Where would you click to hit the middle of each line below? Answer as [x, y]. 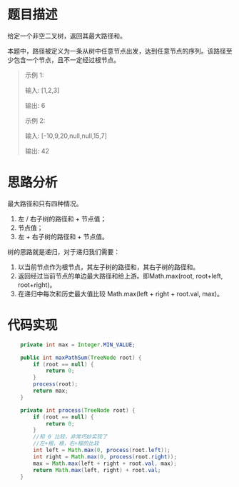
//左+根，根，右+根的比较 [66, 443]
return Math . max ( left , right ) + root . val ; [97, 470]
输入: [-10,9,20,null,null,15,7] [66, 136]
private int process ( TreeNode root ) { [78, 410]
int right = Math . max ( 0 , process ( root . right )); [105, 457]
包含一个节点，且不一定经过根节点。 [66, 60]
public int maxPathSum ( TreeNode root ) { [81, 358]
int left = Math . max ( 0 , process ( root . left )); [102, 451]
